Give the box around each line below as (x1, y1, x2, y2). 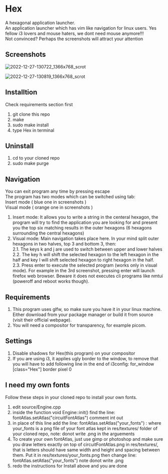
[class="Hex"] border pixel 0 (12, 366, 72, 372)
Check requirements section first (5, 101, 73, 107)
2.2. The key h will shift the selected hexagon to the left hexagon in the (12, 252, 159, 258)
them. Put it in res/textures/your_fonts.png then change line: (12, 452, 137, 458)
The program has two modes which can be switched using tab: (5, 194, 135, 200)
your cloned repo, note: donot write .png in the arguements (12, 431, 135, 437)
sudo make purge (12, 161, 49, 167)
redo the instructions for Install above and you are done (12, 462, 127, 468)
